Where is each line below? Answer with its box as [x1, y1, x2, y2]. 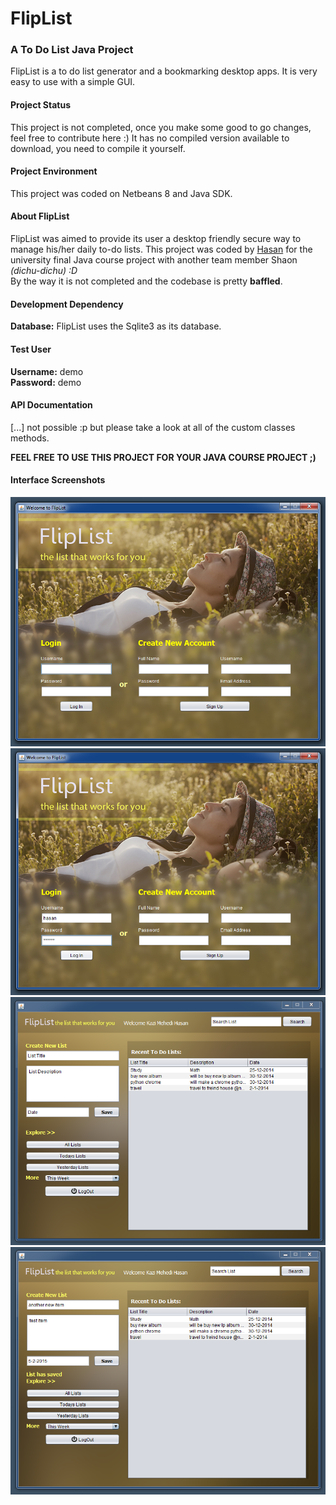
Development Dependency [10, 298, 124, 310]
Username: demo [10, 365, 84, 377]
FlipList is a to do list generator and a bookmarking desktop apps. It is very [10, 65, 318, 77]
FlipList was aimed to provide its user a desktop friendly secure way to [10, 233, 302, 245]
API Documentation [10, 399, 93, 411]
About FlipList [10, 210, 70, 222]
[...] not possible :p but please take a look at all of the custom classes [10, 421, 296, 433]
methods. [10, 432, 50, 444]
